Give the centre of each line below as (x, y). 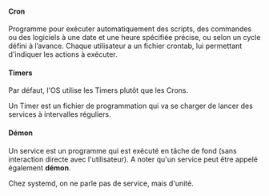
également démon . (40, 167)
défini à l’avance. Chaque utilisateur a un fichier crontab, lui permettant (125, 46)
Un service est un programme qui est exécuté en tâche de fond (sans (123, 150)
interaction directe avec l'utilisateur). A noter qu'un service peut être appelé (133, 159)
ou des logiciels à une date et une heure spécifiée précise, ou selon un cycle (134, 38)
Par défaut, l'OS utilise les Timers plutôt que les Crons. (98, 90)
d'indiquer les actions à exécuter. (63, 54)
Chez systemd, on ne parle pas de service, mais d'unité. (101, 183)
